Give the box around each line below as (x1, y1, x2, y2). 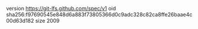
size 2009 (35, 17, 60, 24)
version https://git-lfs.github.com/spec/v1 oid (6, 5, 116, 12)
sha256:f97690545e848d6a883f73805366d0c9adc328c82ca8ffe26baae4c (6, 11, 193, 18)
